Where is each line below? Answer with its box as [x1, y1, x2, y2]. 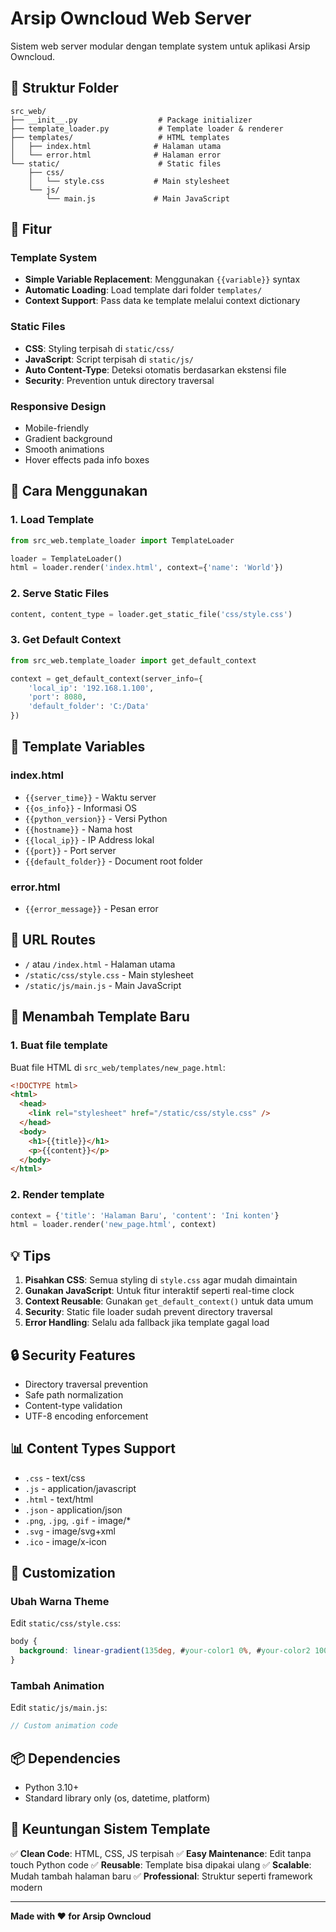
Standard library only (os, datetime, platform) [24, 1792, 211, 1804]
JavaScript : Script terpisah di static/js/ [24, 353, 195, 365]
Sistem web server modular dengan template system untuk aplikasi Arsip [10, 40, 311, 52]
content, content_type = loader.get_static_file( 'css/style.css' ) [10, 609, 293, 619]
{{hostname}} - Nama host [24, 823, 133, 835]
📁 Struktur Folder [10, 80, 119, 97]
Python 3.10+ [24, 1782, 80, 1794]
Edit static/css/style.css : [10, 1617, 122, 1629]
